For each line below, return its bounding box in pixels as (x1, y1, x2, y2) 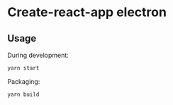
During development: (7, 51, 69, 59)
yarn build (7, 91, 40, 98)
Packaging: (7, 77, 40, 85)
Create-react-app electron (7, 4, 167, 20)
